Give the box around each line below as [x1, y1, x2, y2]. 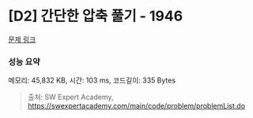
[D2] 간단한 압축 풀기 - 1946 [8, 7, 183, 25]
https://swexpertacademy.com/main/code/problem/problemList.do [27, 101, 246, 111]
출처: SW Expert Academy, [27, 92, 114, 102]
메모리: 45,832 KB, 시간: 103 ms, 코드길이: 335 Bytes [8, 76, 176, 85]
